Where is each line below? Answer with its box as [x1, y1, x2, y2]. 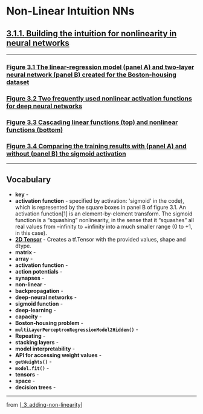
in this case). [14, 229, 47, 237]
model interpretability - [14, 345, 76, 352]
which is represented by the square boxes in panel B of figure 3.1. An [14, 203, 186, 211]
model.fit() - [14, 364, 50, 372]
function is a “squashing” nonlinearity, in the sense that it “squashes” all [14, 216, 195, 223]
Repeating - [14, 332, 46, 340]
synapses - [14, 274, 45, 281]
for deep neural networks [6, 102, 83, 110]
